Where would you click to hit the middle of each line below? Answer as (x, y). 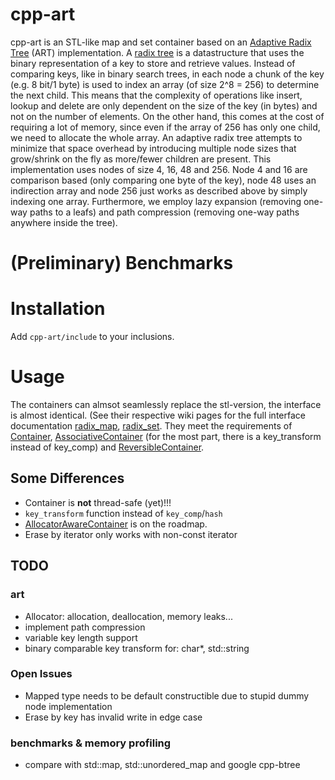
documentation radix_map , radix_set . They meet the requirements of (151, 426)
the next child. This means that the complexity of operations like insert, (156, 95)
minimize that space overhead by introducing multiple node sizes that (153, 148)
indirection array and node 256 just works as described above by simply (159, 190)
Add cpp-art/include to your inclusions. (92, 337)
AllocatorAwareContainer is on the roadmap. (116, 524)
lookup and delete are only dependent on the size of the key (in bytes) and (164, 105)
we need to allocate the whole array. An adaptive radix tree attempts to (156, 137)
